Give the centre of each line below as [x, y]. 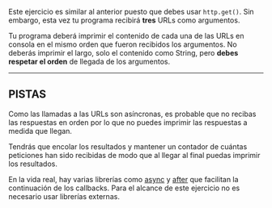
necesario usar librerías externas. [64, 196]
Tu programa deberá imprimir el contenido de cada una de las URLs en [126, 36]
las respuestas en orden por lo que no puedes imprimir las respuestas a [128, 122]
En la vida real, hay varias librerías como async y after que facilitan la [123, 179]
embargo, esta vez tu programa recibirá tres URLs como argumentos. [124, 20]
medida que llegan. [40, 131]
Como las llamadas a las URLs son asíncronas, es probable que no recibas [132, 114]
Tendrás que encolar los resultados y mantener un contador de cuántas [128, 146]
